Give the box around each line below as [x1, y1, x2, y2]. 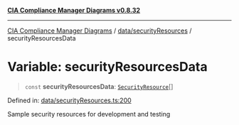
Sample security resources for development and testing [7, 109, 171, 118]
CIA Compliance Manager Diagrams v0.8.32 [7, 6, 141, 14]
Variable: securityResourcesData [7, 59, 208, 75]
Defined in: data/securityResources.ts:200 [7, 96, 132, 104]
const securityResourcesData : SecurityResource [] [24, 82, 174, 91]
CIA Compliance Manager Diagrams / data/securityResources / [7, 26, 192, 35]
